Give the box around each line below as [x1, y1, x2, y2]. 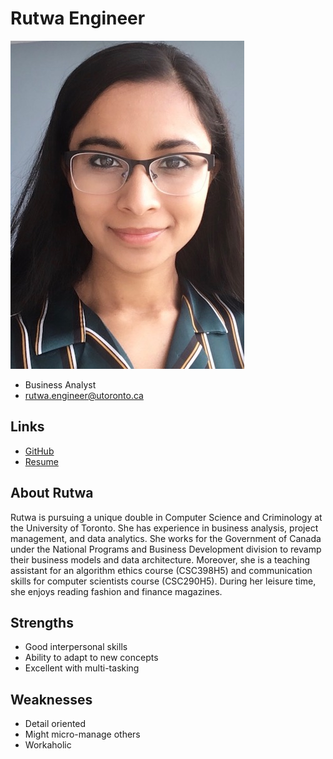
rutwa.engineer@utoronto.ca [24, 389, 144, 401]
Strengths [10, 614, 74, 631]
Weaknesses [10, 691, 93, 708]
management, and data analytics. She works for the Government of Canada [10, 532, 322, 544]
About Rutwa [10, 485, 94, 502]
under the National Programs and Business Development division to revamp [10, 543, 322, 555]
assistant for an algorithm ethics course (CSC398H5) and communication [10, 564, 313, 576]
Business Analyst [24, 378, 97, 391]
